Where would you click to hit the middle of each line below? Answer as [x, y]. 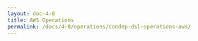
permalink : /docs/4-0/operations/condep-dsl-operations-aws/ [99, 26]
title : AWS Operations [41, 20]
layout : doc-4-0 [31, 14]
